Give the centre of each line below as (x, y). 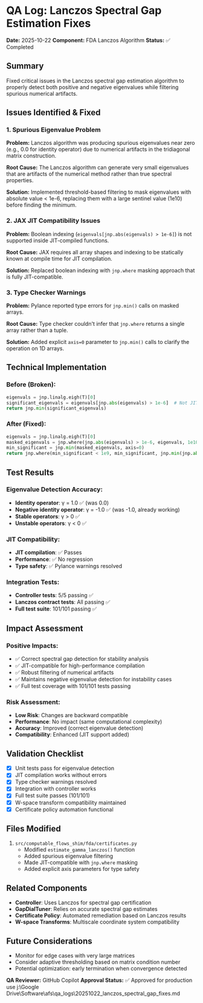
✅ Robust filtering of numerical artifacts (64, 672)
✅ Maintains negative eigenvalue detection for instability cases (93, 680)
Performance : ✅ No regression (54, 559)
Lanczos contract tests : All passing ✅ (63, 602)
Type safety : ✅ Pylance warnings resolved (69, 566)
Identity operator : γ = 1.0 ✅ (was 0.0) (62, 503)
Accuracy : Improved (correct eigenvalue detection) (79, 728)
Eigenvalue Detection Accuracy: (54, 489)
